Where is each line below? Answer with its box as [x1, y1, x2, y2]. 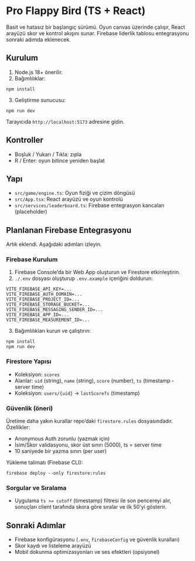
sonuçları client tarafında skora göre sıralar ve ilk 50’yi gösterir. [14, 503, 167, 511]
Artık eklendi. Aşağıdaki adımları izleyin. [6, 241, 102, 248]
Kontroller [6, 135, 44, 145]
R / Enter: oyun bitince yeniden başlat [14, 157, 105, 164]
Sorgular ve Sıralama [6, 484, 67, 492]
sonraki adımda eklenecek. [6, 36, 71, 43]
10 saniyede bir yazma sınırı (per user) [14, 448, 107, 455]
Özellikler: [6, 424, 30, 431]
